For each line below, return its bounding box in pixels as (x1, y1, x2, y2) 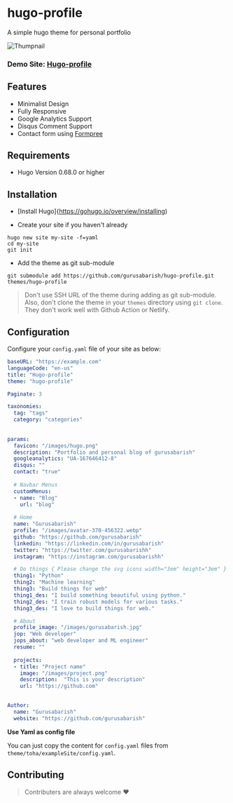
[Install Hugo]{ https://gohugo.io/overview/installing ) (17, 207, 168, 215)
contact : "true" (13, 468, 61, 475)
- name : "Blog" (13, 494, 58, 501)
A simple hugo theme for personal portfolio (7, 28, 132, 36)
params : (7, 436, 30, 443)
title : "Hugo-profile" (7, 371, 73, 378)
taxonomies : (7, 403, 42, 410)
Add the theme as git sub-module (17, 259, 115, 267)
